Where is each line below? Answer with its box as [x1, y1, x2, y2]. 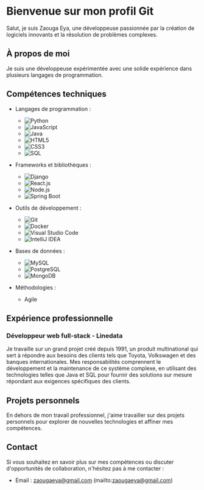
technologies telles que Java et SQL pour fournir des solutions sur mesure [6, 371, 192, 378]
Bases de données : [15, 247, 65, 254]
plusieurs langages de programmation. [6, 71, 104, 79]
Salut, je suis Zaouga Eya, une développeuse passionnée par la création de [6, 24, 195, 32]
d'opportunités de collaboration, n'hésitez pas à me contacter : [6, 464, 164, 472]
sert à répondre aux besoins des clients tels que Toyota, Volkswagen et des [6, 352, 196, 359]
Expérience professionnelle [6, 313, 113, 324]
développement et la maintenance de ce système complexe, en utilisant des [6, 364, 197, 372]
